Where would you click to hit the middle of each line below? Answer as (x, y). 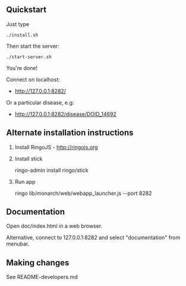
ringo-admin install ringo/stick (51, 170)
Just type (18, 24)
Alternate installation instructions (70, 133)
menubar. (18, 244)
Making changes (38, 263)
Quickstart (26, 10)
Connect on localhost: (33, 79)
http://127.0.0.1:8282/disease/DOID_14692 (66, 114)
